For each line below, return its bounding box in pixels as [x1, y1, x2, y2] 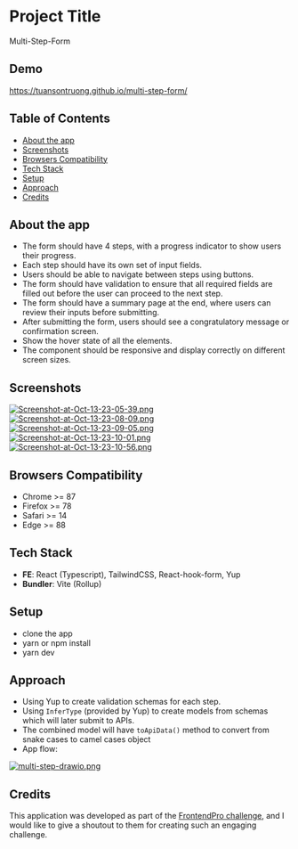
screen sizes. [21, 355, 71, 365]
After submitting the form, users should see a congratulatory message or [21, 316, 290, 327]
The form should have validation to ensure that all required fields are [21, 279, 273, 290]
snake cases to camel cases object [21, 734, 151, 745]
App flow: [21, 744, 58, 755]
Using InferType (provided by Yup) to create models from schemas [21, 706, 269, 716]
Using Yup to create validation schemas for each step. [21, 697, 221, 707]
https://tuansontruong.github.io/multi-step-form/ [9, 85, 189, 95]
